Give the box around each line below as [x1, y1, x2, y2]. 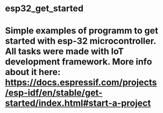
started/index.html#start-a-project [5, 98, 151, 109]
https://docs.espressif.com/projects [5, 77, 157, 88]
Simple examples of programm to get [5, 25, 158, 37]
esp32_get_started [5, 3, 84, 14]
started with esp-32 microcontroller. [5, 36, 157, 47]
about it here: [5, 67, 61, 78]
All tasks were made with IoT [5, 46, 124, 57]
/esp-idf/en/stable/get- [5, 87, 103, 98]
